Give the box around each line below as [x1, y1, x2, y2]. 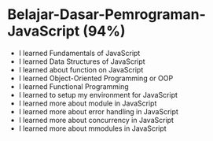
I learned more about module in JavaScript [18, 98, 157, 108]
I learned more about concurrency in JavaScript [18, 115, 174, 124]
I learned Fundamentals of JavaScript [18, 48, 141, 58]
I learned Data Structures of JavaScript [18, 57, 146, 66]
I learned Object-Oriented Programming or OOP [18, 73, 174, 83]
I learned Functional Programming [18, 81, 129, 91]
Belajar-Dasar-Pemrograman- [7, 6, 206, 24]
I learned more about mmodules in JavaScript [18, 124, 167, 133]
